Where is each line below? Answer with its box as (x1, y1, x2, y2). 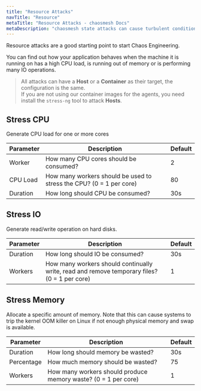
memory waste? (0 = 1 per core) (47, 375, 139, 383)
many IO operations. (6, 67, 56, 74)
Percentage (9, 357, 42, 366)
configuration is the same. (20, 85, 86, 92)
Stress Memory (6, 295, 65, 305)
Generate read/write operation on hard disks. (6, 225, 117, 233)
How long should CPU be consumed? (45, 190, 151, 198)
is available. (6, 323, 35, 330)
